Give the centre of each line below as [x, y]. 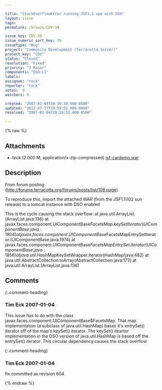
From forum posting [25, 185]
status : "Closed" [22, 59]
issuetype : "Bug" [22, 45]
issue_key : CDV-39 [23, 36]
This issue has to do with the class [39, 315]
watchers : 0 [17, 95]
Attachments [25, 146]
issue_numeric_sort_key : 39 [33, 41]
